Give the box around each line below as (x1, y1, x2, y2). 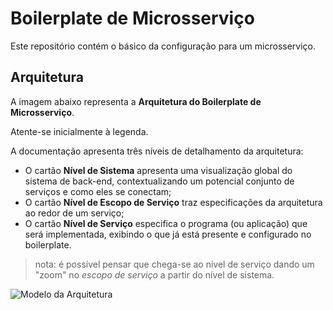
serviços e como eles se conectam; (24, 185, 172, 197)
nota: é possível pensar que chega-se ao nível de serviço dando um (34, 258, 315, 270)
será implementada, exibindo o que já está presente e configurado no (24, 228, 312, 240)
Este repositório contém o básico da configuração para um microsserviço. (10, 40, 316, 52)
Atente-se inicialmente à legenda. (10, 125, 149, 137)
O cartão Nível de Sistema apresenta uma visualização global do (24, 164, 293, 176)
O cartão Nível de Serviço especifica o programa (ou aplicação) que (24, 217, 308, 229)
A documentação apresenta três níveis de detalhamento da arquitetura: (10, 145, 304, 157)
